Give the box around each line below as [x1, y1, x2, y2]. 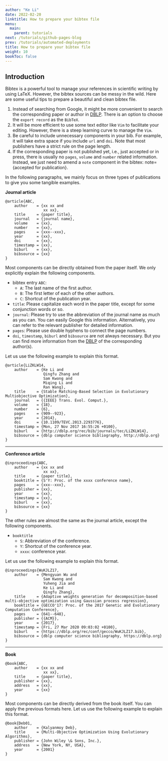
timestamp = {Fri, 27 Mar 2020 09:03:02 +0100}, [14, 625, 117, 630]
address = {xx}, [14, 683, 52, 688]
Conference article [5, 451, 45, 457]
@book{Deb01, [5, 721, 32, 726]
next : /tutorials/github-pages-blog [5, 36, 81, 41]
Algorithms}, [5, 734, 32, 739]
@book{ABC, [5, 661, 28, 666]
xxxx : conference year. [19, 549, 66, 555]
